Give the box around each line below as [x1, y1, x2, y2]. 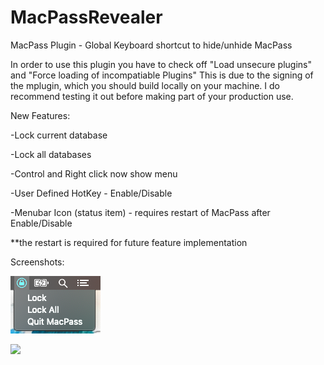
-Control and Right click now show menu [10, 167, 178, 180]
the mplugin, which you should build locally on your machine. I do [10, 79, 280, 91]
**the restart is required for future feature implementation [10, 236, 248, 248]
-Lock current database [10, 129, 108, 141]
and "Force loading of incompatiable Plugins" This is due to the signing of [10, 69, 314, 81]
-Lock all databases [10, 148, 92, 160]
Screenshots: [10, 256, 65, 268]
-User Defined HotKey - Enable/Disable [10, 187, 173, 199]
